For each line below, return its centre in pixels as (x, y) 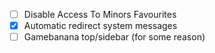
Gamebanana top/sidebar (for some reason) (114, 37)
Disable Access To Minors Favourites (100, 14)
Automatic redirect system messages (100, 26)
